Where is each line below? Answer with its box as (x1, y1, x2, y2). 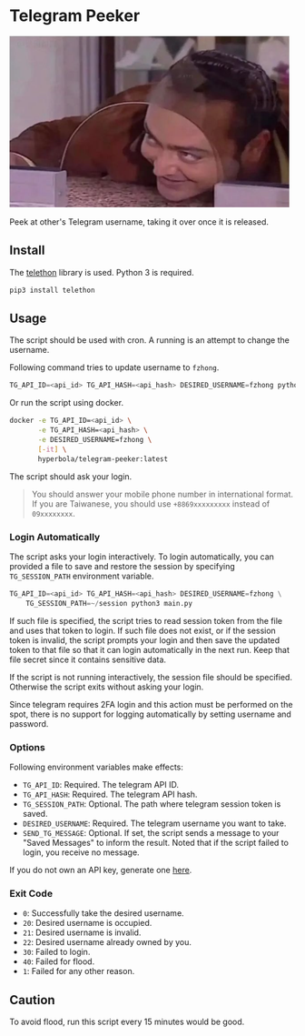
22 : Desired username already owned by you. (22, 937, 192, 948)
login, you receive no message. (22, 847, 140, 858)
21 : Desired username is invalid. (22, 927, 142, 938)
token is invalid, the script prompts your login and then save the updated (9, 634, 280, 646)
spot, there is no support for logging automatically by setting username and (9, 709, 292, 719)
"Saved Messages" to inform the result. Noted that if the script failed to (22, 838, 289, 849)
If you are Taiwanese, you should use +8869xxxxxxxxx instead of (31, 498, 271, 509)
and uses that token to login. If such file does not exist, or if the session (9, 625, 277, 636)
